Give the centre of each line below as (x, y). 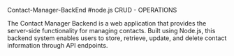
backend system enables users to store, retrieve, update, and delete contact (117, 38)
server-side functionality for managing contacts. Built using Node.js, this (111, 31)
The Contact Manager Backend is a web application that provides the (107, 23)
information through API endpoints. (58, 45)
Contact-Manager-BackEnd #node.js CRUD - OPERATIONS (92, 10)
